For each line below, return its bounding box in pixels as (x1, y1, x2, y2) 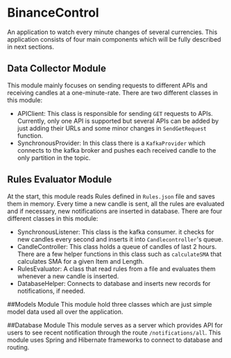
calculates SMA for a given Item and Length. (17, 257, 144, 265)
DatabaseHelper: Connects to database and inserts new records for (17, 279, 211, 287)
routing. (7, 343, 30, 351)
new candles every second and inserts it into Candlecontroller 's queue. (17, 235, 223, 244)
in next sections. (7, 42, 54, 51)
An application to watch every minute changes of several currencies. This (7, 28, 218, 36)
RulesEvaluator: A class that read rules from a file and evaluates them (17, 264, 216, 273)
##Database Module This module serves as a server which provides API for (7, 321, 223, 329)
